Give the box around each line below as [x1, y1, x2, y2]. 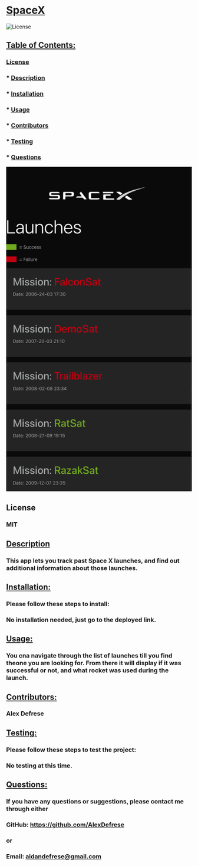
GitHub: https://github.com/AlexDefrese [6, 821, 125, 829]
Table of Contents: [6, 40, 76, 50]
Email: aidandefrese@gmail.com [6, 852, 102, 860]
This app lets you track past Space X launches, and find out [6, 556, 180, 565]
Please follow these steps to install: [6, 600, 110, 608]
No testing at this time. [6, 761, 72, 770]
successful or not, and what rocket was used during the [6, 666, 169, 675]
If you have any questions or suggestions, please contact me [6, 797, 184, 806]
